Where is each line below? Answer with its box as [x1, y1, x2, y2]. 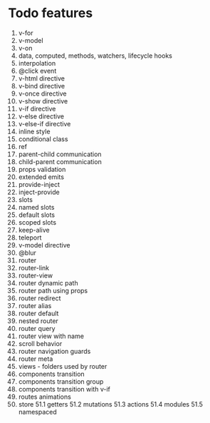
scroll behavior [18, 339, 63, 347]
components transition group [18, 377, 104, 386]
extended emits [18, 173, 65, 181]
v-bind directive [18, 81, 65, 90]
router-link [18, 263, 50, 272]
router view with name [18, 332, 85, 340]
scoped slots [18, 218, 56, 226]
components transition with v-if [18, 384, 111, 393]
